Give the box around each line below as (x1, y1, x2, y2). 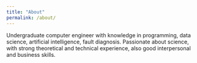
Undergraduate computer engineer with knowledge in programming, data (6, 31, 191, 39)
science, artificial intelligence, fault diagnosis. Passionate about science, (6, 38, 189, 45)
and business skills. (6, 51, 56, 58)
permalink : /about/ (6, 15, 56, 21)
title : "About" (6, 9, 45, 15)
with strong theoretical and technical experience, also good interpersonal (6, 44, 191, 52)
